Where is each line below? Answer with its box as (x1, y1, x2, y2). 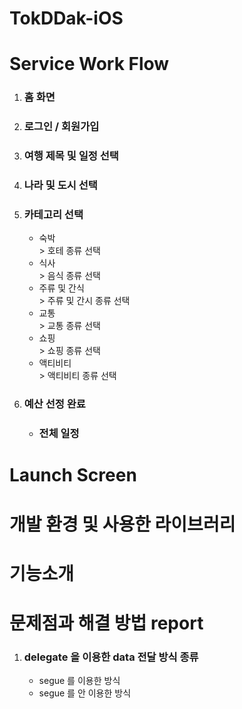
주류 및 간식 (38, 282, 85, 294)
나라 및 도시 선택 (23, 178, 98, 192)
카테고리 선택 (23, 207, 84, 221)
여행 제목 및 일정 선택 (23, 149, 119, 163)
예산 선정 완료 (23, 397, 86, 411)
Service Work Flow (9, 53, 170, 76)
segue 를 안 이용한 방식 (38, 687, 132, 699)
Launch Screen (9, 464, 137, 487)
